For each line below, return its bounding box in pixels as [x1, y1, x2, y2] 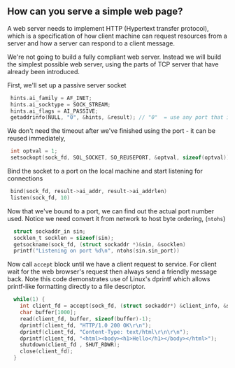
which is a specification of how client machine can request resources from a [7, 31, 227, 40]
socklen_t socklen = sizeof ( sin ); [13, 234, 114, 241]
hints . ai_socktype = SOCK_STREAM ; [10, 101, 111, 108]
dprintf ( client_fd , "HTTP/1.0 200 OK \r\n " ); [20, 322, 152, 329]
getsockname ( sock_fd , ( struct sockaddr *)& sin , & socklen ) [13, 241, 187, 248]
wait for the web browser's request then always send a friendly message [7, 267, 218, 276]
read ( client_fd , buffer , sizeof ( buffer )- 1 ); [20, 315, 152, 323]
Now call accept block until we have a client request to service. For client [7, 260, 217, 269]
